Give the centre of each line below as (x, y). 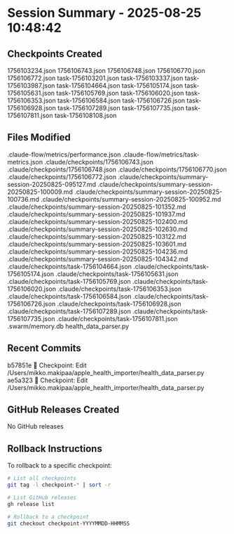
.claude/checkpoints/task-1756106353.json (119, 289)
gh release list (31, 504)
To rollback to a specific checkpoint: (60, 466)
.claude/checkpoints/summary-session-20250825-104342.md (98, 259)
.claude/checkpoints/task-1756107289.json (69, 311)
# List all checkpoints (42, 478)
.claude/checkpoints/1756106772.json (62, 176)
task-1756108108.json (85, 115)
